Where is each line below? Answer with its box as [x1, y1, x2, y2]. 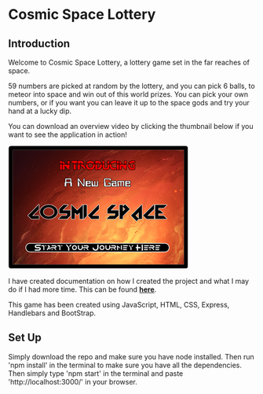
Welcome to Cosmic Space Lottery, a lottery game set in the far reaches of [8, 57, 250, 67]
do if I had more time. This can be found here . [8, 285, 157, 294]
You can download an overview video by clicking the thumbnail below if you [8, 122, 254, 131]
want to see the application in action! [8, 130, 127, 139]
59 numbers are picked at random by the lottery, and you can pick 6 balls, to [8, 81, 255, 90]
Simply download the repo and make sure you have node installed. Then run [8, 352, 255, 361]
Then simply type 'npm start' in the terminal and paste [8, 368, 184, 378]
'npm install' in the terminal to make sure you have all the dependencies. [8, 360, 242, 370]
